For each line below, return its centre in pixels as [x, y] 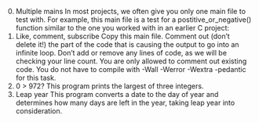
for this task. [36, 78]
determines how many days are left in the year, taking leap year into [125, 102]
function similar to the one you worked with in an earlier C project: [122, 28]
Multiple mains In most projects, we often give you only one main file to [130, 11]
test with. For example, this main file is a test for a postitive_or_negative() [133, 20]
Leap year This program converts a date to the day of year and [117, 94]
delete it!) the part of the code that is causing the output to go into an [127, 45]
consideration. [39, 111]
